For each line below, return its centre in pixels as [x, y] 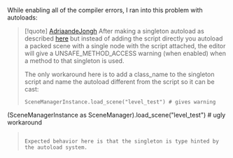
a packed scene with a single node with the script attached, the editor [125, 46]
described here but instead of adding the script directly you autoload [123, 38]
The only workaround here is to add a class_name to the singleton [119, 74]
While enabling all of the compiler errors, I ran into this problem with [105, 10]
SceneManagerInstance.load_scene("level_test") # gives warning [120, 102]
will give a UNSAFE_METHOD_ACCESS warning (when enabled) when [125, 53]
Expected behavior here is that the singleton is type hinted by [121, 141]
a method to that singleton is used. [74, 61]
